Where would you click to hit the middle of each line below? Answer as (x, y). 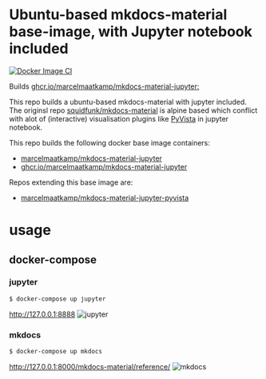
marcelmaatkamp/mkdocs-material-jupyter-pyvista (105, 197)
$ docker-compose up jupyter (58, 299)
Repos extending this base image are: (71, 182)
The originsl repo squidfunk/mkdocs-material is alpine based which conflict (133, 110)
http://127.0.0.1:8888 (42, 314)
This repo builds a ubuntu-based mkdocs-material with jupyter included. (128, 102)
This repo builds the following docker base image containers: (110, 142)
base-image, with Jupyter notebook (131, 32)
